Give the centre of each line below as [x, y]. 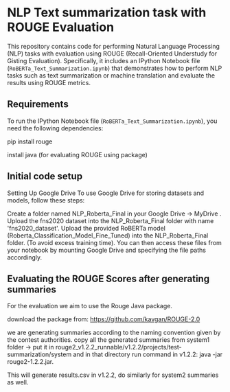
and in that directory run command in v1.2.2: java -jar [148, 354]
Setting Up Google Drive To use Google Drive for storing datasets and [106, 193]
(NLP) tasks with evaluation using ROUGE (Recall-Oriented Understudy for [112, 54]
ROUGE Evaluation [61, 27]
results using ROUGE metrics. [49, 82]
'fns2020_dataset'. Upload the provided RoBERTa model [87, 228]
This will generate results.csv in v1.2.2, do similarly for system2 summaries [113, 375]
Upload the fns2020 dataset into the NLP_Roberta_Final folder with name [111, 220]
